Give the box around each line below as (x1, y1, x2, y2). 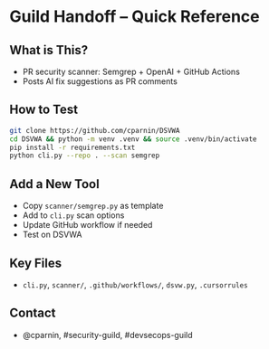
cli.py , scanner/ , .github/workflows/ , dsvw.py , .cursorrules (22, 278, 248, 290)
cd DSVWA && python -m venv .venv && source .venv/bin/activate (9, 134, 257, 144)
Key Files (9, 255, 62, 270)
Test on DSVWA (22, 229, 82, 241)
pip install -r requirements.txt (9, 143, 136, 152)
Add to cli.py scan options (22, 210, 125, 221)
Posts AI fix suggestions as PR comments (22, 76, 178, 87)
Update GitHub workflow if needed (22, 220, 153, 231)
